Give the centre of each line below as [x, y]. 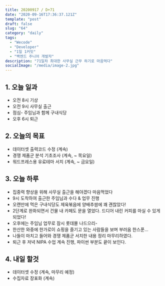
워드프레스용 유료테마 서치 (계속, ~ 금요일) [53, 161]
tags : [11, 38]
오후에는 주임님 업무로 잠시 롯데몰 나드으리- [55, 223]
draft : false [19, 24]
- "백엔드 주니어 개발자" [32, 56]
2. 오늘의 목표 [25, 136]
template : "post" [23, 19]
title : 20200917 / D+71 [30, 10]
